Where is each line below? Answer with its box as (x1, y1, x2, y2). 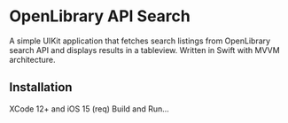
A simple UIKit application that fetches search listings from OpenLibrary (9, 35, 271, 46)
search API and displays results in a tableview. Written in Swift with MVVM (9, 44, 281, 55)
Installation (9, 80, 73, 95)
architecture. (9, 54, 56, 65)
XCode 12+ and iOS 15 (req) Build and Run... (9, 104, 170, 114)
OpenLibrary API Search (9, 6, 191, 27)
